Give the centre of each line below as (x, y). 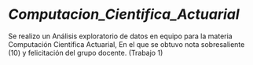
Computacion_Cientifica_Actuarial (124, 14)
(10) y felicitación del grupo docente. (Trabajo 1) (86, 52)
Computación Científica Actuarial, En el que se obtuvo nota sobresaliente (126, 44)
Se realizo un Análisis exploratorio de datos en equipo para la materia (121, 36)
